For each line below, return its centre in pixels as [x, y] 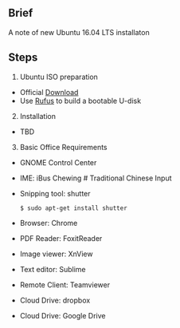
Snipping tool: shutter [55, 193]
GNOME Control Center [58, 162]
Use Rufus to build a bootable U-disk [80, 101]
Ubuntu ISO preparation [59, 77]
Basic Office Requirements [63, 147]
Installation [38, 116]
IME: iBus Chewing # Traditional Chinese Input [96, 178]
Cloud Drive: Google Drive [63, 315]
